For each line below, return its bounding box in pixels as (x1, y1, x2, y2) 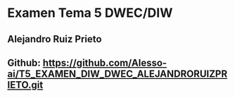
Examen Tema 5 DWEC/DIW (7, 5, 173, 21)
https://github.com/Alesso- (42, 56, 167, 68)
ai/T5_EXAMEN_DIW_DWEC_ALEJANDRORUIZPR (7, 68, 228, 80)
